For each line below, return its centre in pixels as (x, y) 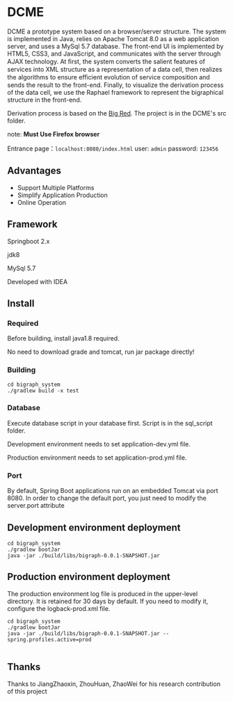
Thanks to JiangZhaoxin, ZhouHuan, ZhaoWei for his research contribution (114, 684)
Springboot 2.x (29, 241)
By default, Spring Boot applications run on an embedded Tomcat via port (113, 491)
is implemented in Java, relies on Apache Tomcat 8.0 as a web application (113, 38)
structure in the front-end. (45, 100)
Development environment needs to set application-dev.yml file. (99, 444)
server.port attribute (36, 506)
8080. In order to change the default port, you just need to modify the (107, 498)
